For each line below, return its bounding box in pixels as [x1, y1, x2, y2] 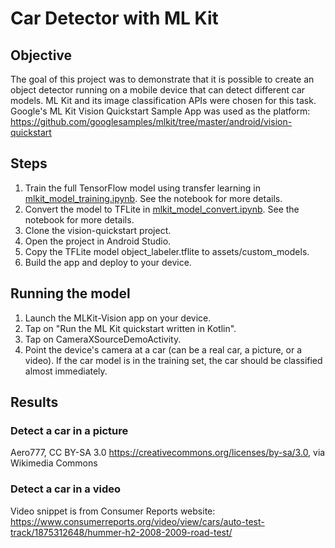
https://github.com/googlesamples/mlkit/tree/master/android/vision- [10, 116, 293, 127]
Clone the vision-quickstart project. [24, 224, 172, 236]
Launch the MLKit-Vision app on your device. [24, 312, 212, 324]
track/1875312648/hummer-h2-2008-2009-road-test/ [10, 526, 233, 538]
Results [10, 394, 59, 411]
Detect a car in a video [10, 482, 122, 496]
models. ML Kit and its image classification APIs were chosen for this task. [10, 95, 317, 106]
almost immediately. [24, 365, 108, 377]
